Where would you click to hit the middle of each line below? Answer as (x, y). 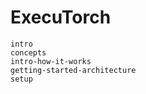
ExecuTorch (61, 17)
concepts (28, 52)
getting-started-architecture (73, 70)
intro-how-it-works (51, 61)
